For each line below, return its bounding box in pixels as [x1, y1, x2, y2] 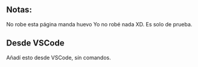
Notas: [6, 5, 32, 15]
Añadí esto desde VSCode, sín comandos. [6, 54, 111, 61]
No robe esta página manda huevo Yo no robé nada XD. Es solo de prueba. [6, 20, 193, 28]
